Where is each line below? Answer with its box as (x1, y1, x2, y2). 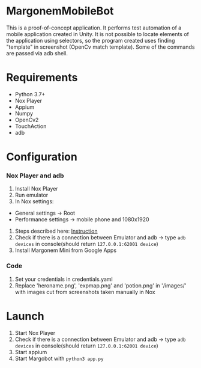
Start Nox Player (14, 329, 56, 336)
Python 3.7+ (14, 90, 46, 97)
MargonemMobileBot (6, 4, 114, 18)
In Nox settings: (14, 198, 54, 205)
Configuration (6, 150, 78, 164)
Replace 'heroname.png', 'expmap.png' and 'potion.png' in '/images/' (14, 281, 187, 289)
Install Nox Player (14, 185, 58, 192)
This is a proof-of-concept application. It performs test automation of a (6, 24, 182, 31)
